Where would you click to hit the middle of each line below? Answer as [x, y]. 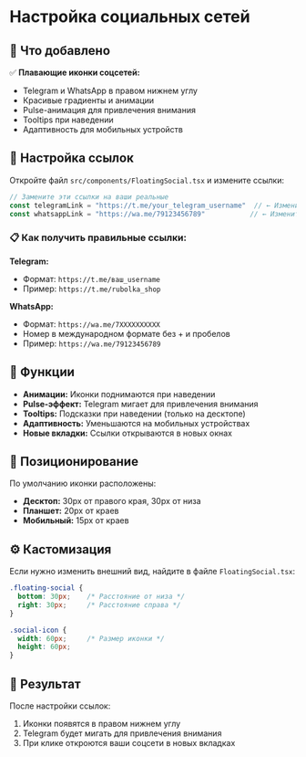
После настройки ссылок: [60, 706]
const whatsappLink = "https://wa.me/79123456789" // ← [138, 214]
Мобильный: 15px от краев [76, 520]
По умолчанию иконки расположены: [83, 484]
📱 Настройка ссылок [71, 158]
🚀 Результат [45, 683]
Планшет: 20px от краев [71, 511]
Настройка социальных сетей [130, 17]
